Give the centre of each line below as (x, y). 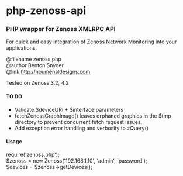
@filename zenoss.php (34, 59)
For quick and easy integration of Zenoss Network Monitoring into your (91, 42)
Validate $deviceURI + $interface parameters (69, 109)
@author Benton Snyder (35, 65)
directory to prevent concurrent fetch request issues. (78, 122)
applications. (21, 48)
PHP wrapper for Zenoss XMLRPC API (61, 29)
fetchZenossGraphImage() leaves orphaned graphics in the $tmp (93, 116)
